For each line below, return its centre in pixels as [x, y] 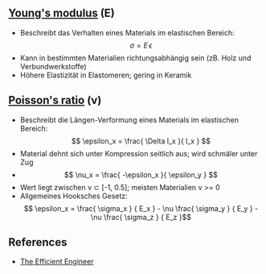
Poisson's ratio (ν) [55, 100]
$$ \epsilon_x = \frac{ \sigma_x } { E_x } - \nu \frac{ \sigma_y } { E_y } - [141, 208]
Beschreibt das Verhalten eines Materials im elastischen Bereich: [127, 32]
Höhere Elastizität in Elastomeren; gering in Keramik [106, 75]
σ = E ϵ [141, 45]
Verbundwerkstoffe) [53, 66]
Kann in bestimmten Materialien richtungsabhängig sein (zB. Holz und [135, 58]
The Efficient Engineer [57, 262]
